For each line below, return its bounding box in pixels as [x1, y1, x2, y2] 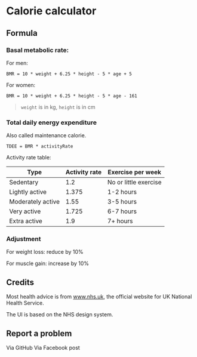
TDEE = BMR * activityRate [6, 143, 73, 150]
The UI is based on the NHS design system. [6, 311, 113, 318]
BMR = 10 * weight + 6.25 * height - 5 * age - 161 [6, 93, 137, 99]
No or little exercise [107, 178, 162, 186]
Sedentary [9, 178, 39, 186]
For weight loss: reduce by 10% [6, 248, 84, 256]
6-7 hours [107, 207, 137, 216]
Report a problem [6, 328, 72, 338]
